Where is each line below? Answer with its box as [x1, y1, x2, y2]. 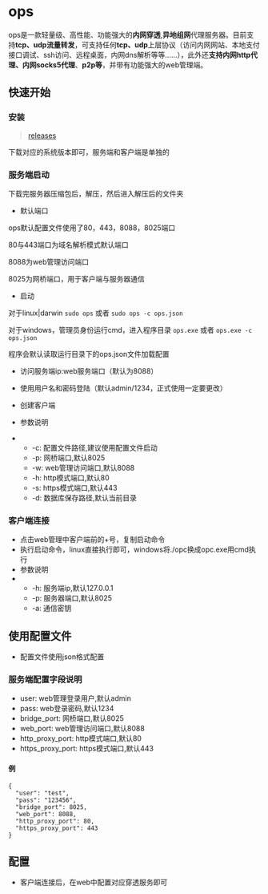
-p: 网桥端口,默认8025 [31, 452, 106, 463]
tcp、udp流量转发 [15, 39, 75, 50]
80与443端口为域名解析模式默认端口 [8, 240, 130, 249]
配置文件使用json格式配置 [19, 652, 105, 661]
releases [27, 131, 57, 140]
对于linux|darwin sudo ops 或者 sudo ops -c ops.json [8, 308, 183, 318]
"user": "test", [15, 789, 70, 797]
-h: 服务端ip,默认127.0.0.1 [31, 584, 114, 593]
